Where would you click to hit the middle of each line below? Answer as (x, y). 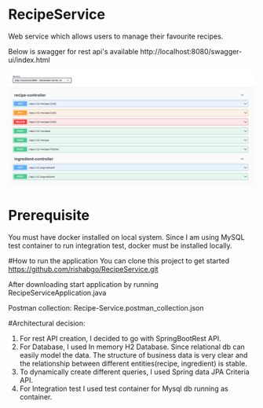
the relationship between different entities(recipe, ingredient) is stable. (133, 364)
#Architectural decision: (47, 323)
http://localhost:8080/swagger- (191, 51)
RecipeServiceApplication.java (57, 293)
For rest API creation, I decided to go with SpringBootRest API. (120, 339)
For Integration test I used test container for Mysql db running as (124, 389)
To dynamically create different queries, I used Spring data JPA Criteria (134, 372)
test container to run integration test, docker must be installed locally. (121, 246)
